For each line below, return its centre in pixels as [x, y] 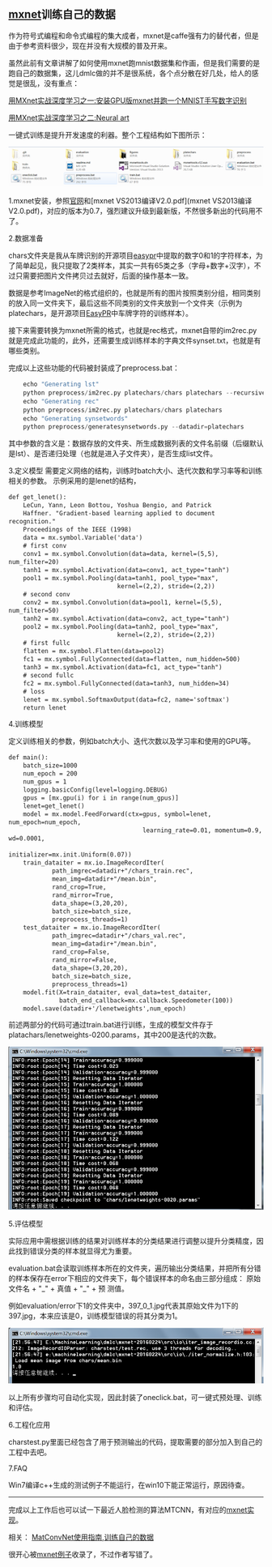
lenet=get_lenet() [54, 806]
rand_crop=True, [79, 887]
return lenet [45, 708]
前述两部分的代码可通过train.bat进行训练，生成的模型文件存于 [111, 1025]
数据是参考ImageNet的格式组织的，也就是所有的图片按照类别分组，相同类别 [134, 293]
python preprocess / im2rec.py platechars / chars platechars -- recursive [144, 393]
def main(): [28, 758]
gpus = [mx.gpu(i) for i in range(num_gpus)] [101, 798]
